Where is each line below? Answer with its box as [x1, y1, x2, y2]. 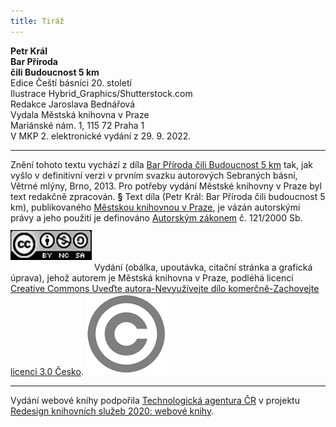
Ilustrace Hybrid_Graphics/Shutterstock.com [10, 87, 193, 99]
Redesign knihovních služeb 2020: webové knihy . [10, 405, 215, 417]
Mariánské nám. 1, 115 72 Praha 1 [10, 119, 145, 131]
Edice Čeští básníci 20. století [10, 76, 132, 89]
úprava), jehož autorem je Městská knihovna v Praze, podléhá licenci [10, 271, 294, 284]
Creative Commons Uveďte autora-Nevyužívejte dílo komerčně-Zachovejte [10, 282, 320, 294]
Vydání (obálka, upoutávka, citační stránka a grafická [93, 261, 313, 273]
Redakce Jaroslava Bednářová [10, 98, 136, 110]
